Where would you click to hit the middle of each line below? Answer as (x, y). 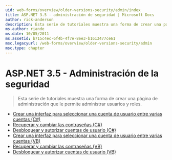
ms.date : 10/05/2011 (27, 34)
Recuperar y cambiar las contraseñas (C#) (57, 124)
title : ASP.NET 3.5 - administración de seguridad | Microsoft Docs (80, 15)
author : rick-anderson (29, 19)
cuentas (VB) (27, 141)
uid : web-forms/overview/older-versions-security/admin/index (73, 10)
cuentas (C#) (27, 119)
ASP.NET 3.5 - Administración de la (82, 73)
